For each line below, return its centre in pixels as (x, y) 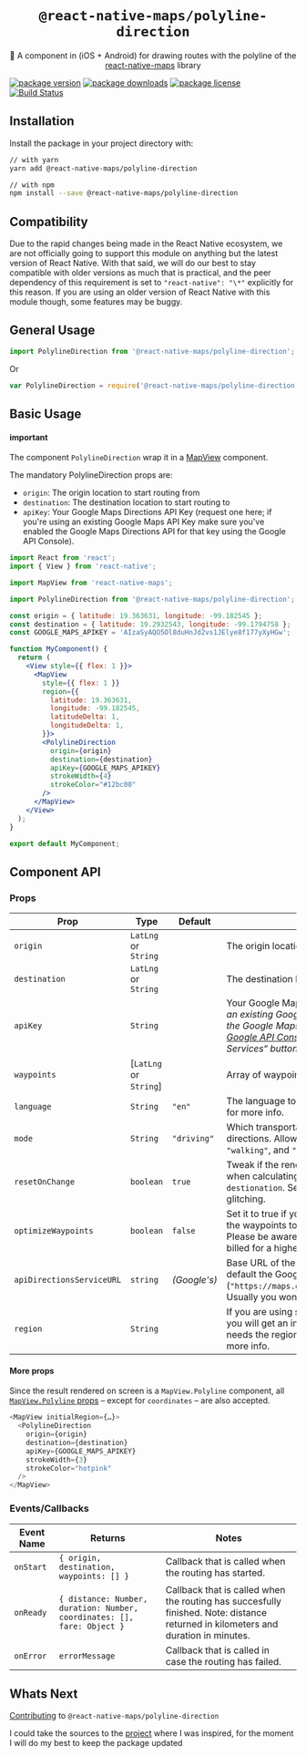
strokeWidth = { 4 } (81, 776)
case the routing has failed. (224, 1661)
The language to (261, 1101)
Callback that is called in (218, 1650)
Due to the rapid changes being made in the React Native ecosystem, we (146, 243)
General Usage (52, 331)
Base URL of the (261, 1263)
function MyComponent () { (58, 649)
